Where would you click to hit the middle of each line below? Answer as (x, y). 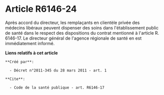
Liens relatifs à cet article (32, 53)
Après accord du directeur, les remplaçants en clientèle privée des (72, 23)
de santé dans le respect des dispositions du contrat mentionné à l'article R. (82, 33)
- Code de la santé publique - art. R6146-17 (57, 87)
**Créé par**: (20, 62)
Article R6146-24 (41, 9)
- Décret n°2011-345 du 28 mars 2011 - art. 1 (58, 70)
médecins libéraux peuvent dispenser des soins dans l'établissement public (82, 27)
